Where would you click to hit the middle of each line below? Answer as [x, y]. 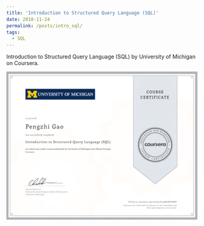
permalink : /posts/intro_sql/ [45, 26]
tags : [13, 32]
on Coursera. [23, 63]
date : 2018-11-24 [28, 19]
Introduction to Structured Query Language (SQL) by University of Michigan [101, 57]
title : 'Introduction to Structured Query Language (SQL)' [83, 13]
